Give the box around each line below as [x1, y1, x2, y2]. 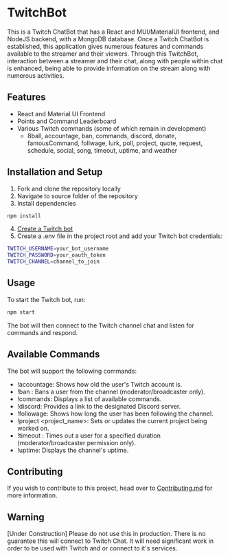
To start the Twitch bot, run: [7, 295, 86, 303]
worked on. [16, 424, 49, 432]
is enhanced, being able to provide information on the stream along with [7, 64, 211, 72]
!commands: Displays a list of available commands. [16, 394, 162, 403]
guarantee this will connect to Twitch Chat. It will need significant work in [7, 537, 214, 545]
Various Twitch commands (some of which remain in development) [16, 124, 207, 132]
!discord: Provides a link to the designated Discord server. [16, 402, 181, 410]
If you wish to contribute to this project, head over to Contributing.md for [7, 484, 213, 493]
